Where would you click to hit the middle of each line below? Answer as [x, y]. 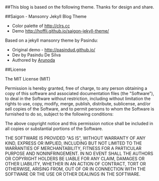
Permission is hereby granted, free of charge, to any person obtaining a [76, 88]
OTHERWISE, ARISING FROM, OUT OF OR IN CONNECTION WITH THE [75, 169]
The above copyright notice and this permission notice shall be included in [79, 123]
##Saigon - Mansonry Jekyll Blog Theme [46, 16]
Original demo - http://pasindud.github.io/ [54, 50]
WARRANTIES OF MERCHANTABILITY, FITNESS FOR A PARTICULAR [73, 148]
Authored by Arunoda [34, 60]
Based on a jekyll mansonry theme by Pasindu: [51, 40]
